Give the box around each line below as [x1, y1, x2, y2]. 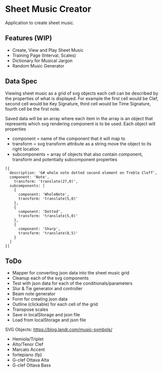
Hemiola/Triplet [12, 336, 44, 342]
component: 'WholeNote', [18, 192, 69, 197]
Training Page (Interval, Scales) [12, 52, 76, 58]
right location [12, 146, 39, 152]
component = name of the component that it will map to [12, 135, 126, 141]
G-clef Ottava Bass [12, 362, 51, 368]
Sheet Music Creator [5, 3, 92, 15]
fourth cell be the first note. [5, 106, 61, 112]
